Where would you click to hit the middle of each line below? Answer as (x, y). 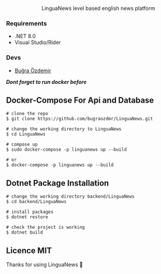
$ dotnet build (25, 233)
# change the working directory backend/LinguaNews (70, 197)
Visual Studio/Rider (38, 42)
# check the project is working (45, 228)
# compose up (22, 145)
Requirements (27, 23)
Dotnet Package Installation (58, 183)
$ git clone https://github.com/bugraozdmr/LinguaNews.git (80, 119)
